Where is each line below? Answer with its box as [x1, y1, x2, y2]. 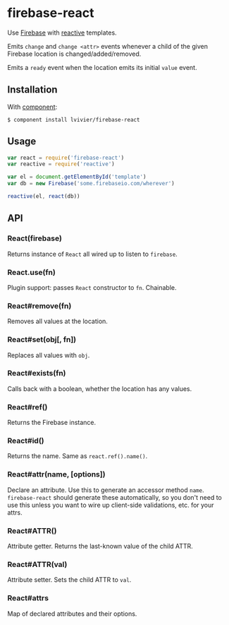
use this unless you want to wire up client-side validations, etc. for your [7, 501, 214, 509]
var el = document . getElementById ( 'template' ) [7, 173, 147, 181]
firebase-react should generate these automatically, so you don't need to [7, 493, 222, 501]
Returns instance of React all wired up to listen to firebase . [7, 250, 178, 258]
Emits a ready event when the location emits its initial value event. [7, 63, 197, 71]
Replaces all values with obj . [7, 351, 90, 359]
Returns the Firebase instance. [7, 419, 97, 427]
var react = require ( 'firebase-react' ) [7, 154, 125, 161]
